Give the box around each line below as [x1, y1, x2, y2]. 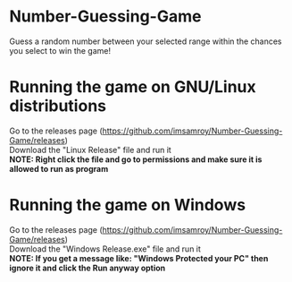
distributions [9, 96, 107, 116]
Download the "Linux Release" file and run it [9, 144, 171, 155]
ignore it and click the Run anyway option [9, 262, 166, 273]
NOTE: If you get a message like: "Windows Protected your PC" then [9, 252, 269, 263]
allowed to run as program [9, 163, 109, 174]
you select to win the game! [9, 45, 112, 56]
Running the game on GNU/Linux [9, 77, 256, 98]
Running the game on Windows [9, 195, 246, 216]
